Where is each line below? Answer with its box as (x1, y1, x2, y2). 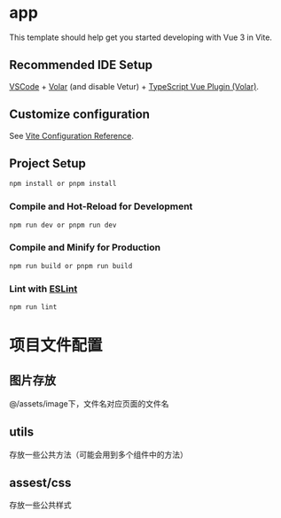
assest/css (9, 475, 72, 490)
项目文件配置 (9, 335, 104, 355)
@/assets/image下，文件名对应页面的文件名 (9, 398, 169, 409)
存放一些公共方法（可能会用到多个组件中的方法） (9, 449, 188, 460)
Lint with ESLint (9, 282, 78, 295)
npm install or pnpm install (9, 180, 117, 189)
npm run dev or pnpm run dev (9, 220, 117, 229)
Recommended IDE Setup (9, 58, 153, 73)
